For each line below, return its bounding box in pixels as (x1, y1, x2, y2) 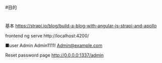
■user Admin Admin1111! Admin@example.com (5, 42, 103, 48)
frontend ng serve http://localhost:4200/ (5, 33, 90, 39)
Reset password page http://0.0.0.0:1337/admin (5, 52, 104, 58)
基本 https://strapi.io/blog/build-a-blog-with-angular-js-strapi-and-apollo (5, 23, 157, 29)
